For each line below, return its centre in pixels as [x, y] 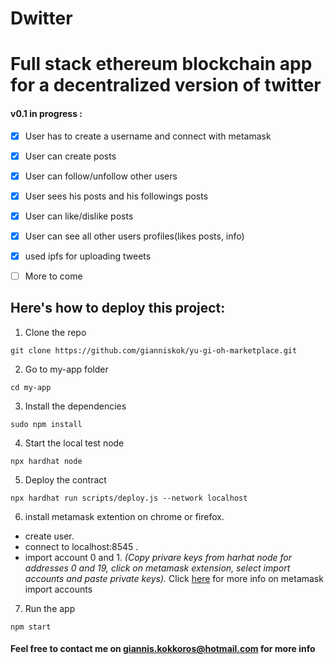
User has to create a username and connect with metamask [148, 136]
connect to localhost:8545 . [81, 546]
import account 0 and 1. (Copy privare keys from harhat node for [158, 557]
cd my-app [31, 387]
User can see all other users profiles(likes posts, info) [134, 236]
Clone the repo [55, 332]
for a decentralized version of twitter [166, 85]
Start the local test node [74, 443]
